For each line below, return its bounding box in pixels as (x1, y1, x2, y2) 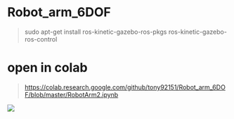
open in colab (7, 60, 88, 76)
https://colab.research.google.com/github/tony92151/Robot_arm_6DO (24, 82, 226, 92)
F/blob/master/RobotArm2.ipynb (24, 90, 119, 99)
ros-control (24, 35, 58, 43)
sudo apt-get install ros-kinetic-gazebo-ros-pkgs (24, 27, 167, 36)
